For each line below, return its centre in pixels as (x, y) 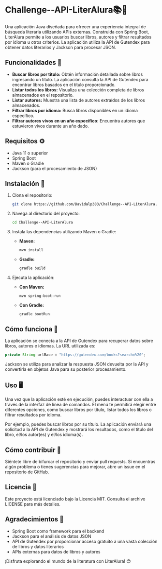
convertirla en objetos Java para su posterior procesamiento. (66, 369)
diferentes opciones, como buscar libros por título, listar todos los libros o (78, 410)
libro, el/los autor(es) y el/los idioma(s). (44, 435)
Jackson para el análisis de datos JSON (52, 536)
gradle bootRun (34, 314)
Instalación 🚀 (25, 183)
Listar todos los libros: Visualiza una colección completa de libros (78, 90)
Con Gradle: (32, 305)
